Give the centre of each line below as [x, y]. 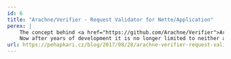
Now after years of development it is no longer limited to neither [120, 39]
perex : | [20, 26]
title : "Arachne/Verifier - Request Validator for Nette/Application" [110, 20]
